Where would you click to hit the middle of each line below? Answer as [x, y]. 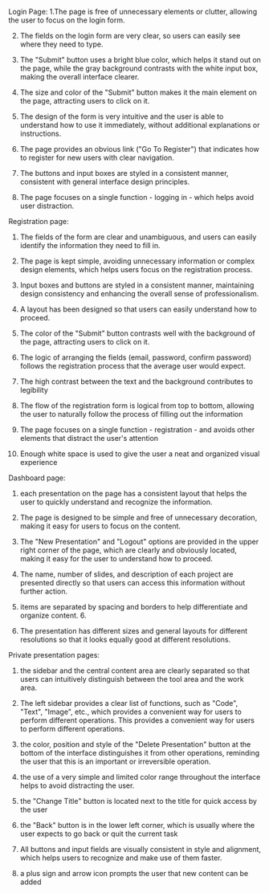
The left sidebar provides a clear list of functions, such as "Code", [129, 703]
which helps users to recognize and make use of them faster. [121, 858]
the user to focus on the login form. [67, 20]
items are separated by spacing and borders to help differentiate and [134, 607]
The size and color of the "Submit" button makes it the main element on [138, 92]
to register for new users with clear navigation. [97, 157]
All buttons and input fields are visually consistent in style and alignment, [141, 849]
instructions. [41, 133]
